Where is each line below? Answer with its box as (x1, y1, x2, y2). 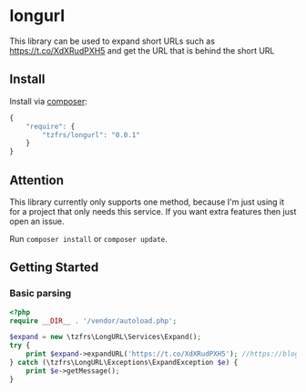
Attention (9, 172, 64, 187)
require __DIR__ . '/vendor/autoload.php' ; (9, 316, 178, 326)
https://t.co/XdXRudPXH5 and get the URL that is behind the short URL (9, 45, 275, 55)
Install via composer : (9, 95, 88, 106)
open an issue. (9, 216, 66, 226)
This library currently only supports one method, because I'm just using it (9, 196, 285, 207)
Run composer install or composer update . (9, 233, 168, 244)
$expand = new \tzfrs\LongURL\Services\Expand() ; (9, 333, 202, 342)
